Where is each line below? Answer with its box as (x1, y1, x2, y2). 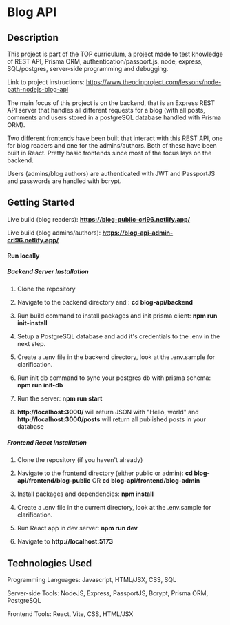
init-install (17, 319, 48, 327)
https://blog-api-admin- (102, 229, 174, 237)
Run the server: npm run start (17, 394, 103, 403)
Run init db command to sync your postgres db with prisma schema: (17, 374, 211, 382)
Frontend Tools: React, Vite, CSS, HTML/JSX (7, 610, 134, 618)
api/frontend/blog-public (17, 477, 91, 485)
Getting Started (7, 197, 75, 209)
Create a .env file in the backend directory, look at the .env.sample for (17, 353, 216, 361)
